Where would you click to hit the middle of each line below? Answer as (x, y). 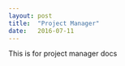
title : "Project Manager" (54, 23)
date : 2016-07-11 (41, 31)
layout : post (30, 16)
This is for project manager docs (63, 54)
